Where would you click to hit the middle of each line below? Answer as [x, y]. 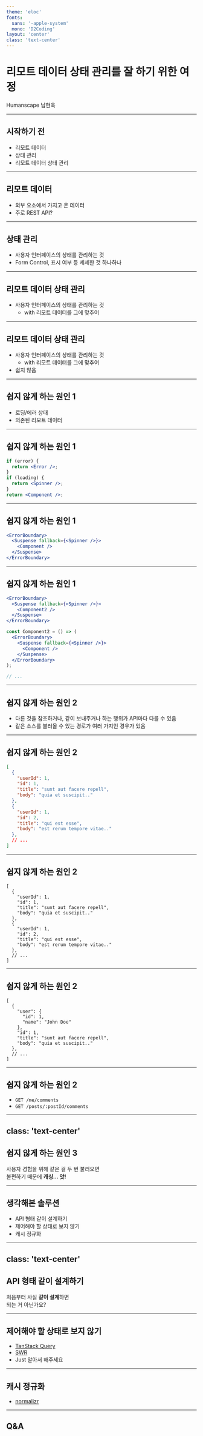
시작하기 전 [26, 132]
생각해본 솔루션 [33, 1203]
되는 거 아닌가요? [26, 1304]
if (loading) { [25, 478]
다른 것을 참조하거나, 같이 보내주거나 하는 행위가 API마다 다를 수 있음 [96, 718]
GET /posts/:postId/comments [52, 1107]
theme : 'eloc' [24, 12]
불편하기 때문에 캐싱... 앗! [36, 1176]
